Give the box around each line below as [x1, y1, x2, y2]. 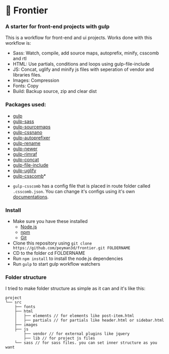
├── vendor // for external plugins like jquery [24, 331, 130, 337]
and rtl [12, 55, 27, 62]
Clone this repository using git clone [12, 240, 92, 246]
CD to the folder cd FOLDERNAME [12, 250, 86, 256]
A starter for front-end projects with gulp [5, 23, 110, 30]
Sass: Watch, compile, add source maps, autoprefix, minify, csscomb [12, 50, 159, 56]
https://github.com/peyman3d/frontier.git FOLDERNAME [12, 246, 130, 251]
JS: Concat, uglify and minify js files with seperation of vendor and [12, 66, 154, 72]
